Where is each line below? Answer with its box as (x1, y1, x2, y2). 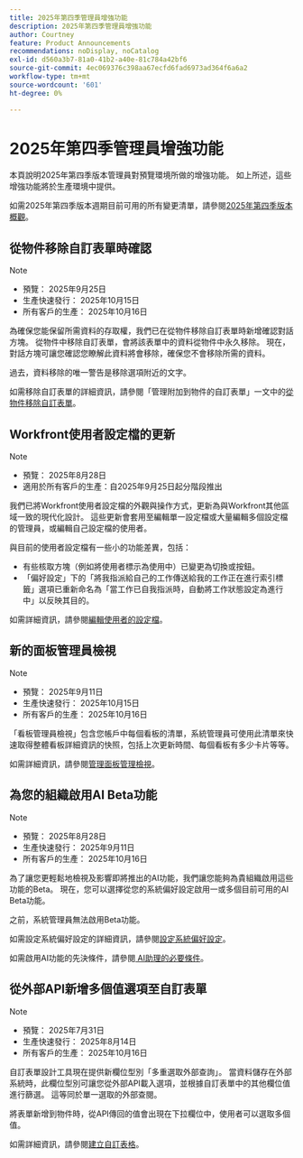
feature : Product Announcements (9, 38, 131, 48)
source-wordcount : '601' (9, 80, 103, 89)
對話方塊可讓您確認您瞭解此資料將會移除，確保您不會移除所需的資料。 (9, 348, 271, 359)
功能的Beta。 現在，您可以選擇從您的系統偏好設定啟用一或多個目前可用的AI (9, 884, 289, 894)
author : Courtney (9, 30, 75, 39)
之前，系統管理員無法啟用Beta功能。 (9, 913, 145, 925)
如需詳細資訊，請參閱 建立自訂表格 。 (9, 1138, 144, 1149)
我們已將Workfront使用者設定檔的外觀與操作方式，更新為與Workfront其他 (9, 500, 282, 511)
